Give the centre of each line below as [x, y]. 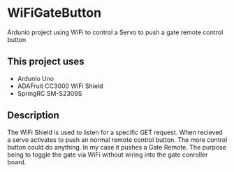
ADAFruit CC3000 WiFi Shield [60, 86]
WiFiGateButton [54, 13]
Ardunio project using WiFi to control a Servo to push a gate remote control [115, 32]
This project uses [46, 62]
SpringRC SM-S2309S [50, 93]
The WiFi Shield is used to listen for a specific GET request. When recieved [115, 132]
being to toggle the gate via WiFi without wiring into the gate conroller [108, 155]
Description [33, 116]
